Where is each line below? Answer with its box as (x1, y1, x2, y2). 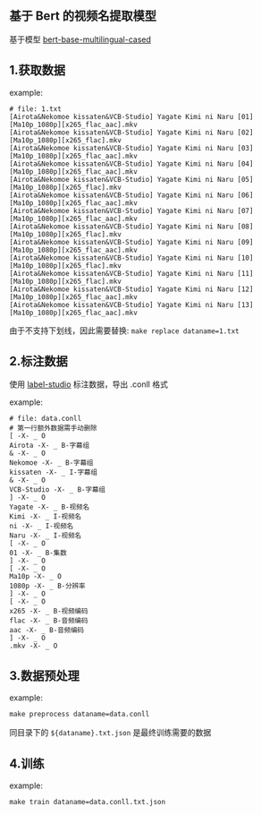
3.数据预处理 (9, 668, 80, 683)
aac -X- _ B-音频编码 (9, 626, 85, 635)
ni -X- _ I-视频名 (9, 522, 74, 531)
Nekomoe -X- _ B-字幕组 (9, 459, 94, 468)
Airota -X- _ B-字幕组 (9, 442, 90, 450)
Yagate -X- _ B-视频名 (9, 502, 90, 512)
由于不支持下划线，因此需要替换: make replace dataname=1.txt (9, 325, 240, 336)
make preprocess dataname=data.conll (9, 710, 150, 719)
